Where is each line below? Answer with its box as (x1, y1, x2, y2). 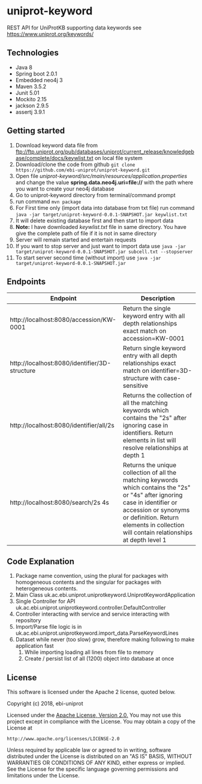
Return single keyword (122, 344, 186, 352)
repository (15, 617, 41, 624)
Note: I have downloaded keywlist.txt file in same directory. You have (15, 223, 186, 230)
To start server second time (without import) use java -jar (15, 254, 161, 261)
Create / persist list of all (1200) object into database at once (24, 655, 174, 662)
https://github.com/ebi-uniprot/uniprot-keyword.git (15, 167, 150, 173)
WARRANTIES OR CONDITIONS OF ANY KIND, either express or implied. (7, 759, 185, 766)
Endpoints (7, 276, 46, 287)
